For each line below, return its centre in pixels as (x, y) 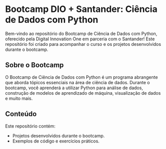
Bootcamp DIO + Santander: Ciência (82, 9)
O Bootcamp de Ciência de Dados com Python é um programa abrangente (82, 77)
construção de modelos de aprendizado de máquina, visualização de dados (83, 93)
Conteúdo (21, 114)
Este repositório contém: (30, 126)
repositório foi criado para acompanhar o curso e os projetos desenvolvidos (83, 44)
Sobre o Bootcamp (34, 65)
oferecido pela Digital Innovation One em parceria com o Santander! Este (80, 39)
